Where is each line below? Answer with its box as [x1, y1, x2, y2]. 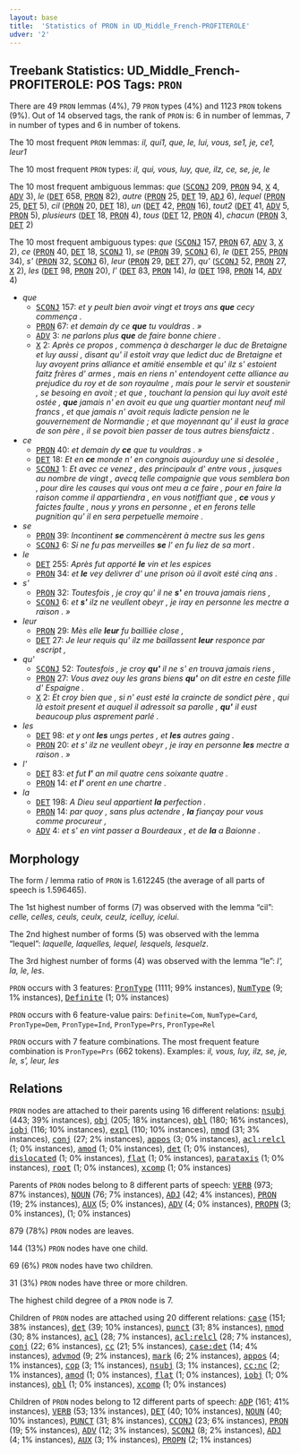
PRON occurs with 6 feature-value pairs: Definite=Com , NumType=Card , [9, 1010, 258, 1020]
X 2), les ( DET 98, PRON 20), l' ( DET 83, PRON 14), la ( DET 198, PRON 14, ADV [9, 265, 282, 276]
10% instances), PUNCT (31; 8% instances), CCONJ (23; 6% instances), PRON [9, 1415, 289, 1425]
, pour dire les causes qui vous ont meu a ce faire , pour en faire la [35, 483, 282, 494]
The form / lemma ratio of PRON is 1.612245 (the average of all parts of [9, 875, 266, 885]
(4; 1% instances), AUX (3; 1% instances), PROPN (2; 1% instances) [9, 1434, 253, 1445]
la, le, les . [9, 965, 45, 976]
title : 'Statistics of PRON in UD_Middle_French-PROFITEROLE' [9, 22, 251, 30]
